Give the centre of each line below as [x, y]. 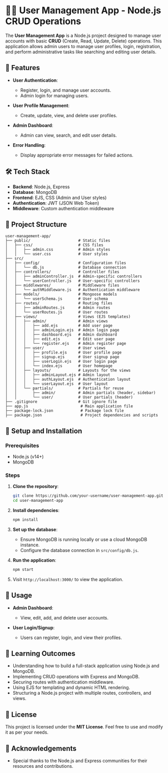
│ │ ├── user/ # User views [55, 348]
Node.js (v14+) [28, 457]
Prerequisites [22, 446]
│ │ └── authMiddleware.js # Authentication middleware [73, 290]
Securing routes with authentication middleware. [63, 682]
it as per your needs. [27, 732]
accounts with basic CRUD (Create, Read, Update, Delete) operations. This [83, 41]
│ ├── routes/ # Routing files [59, 303]
